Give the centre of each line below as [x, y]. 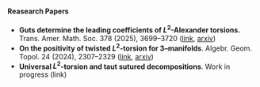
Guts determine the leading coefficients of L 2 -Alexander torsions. [130, 29]
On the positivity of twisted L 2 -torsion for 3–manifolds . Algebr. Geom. [136, 47]
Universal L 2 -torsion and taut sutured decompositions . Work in [124, 66]
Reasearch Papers [38, 11]
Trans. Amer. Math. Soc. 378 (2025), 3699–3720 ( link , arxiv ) [117, 38]
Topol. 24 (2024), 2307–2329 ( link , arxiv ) [86, 56]
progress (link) [43, 74]
